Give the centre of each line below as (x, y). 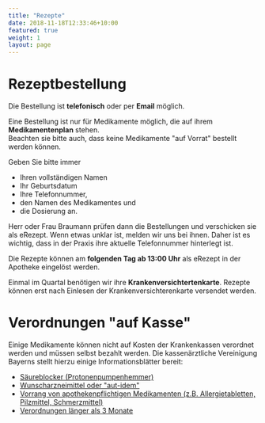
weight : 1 (25, 38)
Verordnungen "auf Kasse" (100, 323)
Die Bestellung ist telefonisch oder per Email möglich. (97, 106)
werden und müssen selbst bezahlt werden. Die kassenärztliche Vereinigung (133, 353)
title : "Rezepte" (37, 15)
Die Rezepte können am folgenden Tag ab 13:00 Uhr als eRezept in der (125, 259)
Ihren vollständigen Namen (64, 177)
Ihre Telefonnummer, (53, 194)
